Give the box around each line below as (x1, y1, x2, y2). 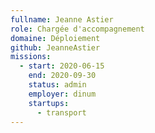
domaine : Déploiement (10, 33, 101, 43)
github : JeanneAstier (10, 42, 101, 53)
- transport (36, 107, 87, 118)
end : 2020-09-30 (28, 71, 97, 81)
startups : (28, 98, 70, 108)
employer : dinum (28, 89, 97, 99)
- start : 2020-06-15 (19, 61, 105, 71)
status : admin (28, 80, 87, 90)
